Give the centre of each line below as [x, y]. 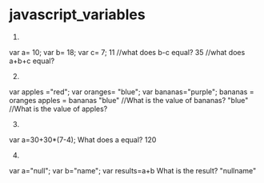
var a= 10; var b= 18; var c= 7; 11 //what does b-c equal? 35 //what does [127, 52]
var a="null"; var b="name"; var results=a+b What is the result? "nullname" [133, 170]
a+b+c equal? [32, 61]
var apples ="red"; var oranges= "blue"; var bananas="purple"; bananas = [132, 91]
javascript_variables [78, 15]
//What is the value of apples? [58, 109]
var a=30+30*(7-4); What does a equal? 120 [83, 139]
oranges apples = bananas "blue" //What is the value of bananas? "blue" [129, 100]
